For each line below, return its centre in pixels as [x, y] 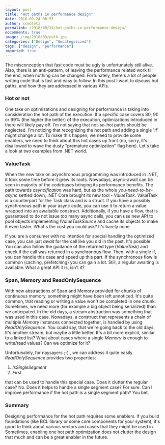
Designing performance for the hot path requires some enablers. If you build [82, 416]
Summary [17, 405]
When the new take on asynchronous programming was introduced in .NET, [82, 175]
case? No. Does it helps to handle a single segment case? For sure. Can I [79, 387]
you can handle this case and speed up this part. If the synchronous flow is [81, 257]
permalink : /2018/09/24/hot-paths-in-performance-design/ [66, 28]
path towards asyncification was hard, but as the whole [61, 190]
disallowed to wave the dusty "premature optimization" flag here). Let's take [82, 146]
